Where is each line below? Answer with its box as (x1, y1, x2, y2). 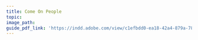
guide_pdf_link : (6, 25, 46, 31)
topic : (6, 14, 22, 20)
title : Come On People (6, 8, 62, 15)
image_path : (6, 19, 35, 25)
